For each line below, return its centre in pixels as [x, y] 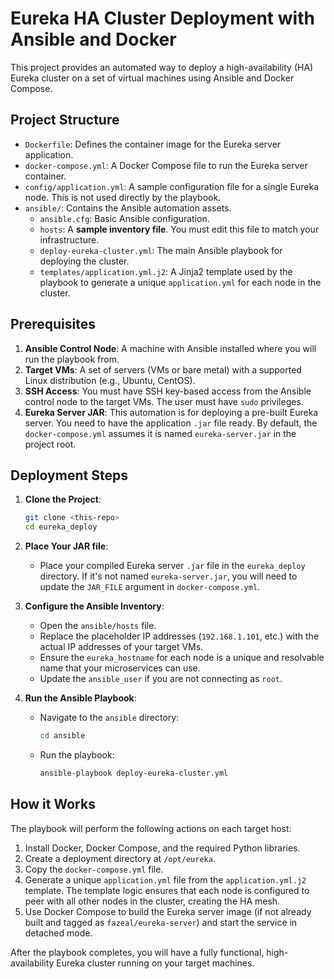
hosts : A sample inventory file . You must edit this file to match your [179, 229]
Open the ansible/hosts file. [98, 626]
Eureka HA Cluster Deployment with [162, 18]
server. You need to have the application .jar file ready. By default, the [171, 423]
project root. [50, 444]
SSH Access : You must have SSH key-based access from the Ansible [168, 391]
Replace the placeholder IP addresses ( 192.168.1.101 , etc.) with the [179, 636]
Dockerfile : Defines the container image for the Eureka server [153, 144]
